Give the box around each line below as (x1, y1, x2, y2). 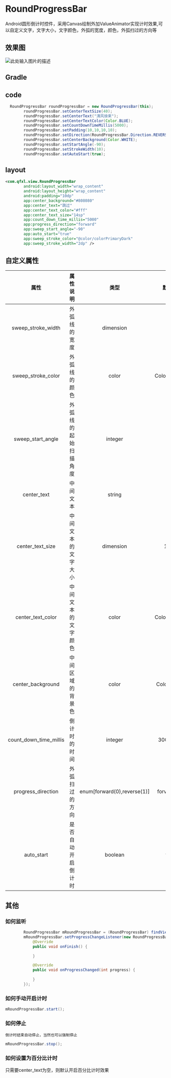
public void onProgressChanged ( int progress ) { (32, 968, 136, 973)
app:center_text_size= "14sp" (23, 213, 85, 218)
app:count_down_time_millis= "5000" (23, 217, 99, 222)
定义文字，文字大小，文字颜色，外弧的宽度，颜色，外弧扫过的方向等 (14, 27, 157, 33)
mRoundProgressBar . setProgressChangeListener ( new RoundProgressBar (23, 934, 169, 940)
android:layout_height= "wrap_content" (23, 189, 106, 194)
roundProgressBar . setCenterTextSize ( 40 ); (23, 108, 113, 114)
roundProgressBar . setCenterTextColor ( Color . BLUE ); (23, 118, 133, 123)
